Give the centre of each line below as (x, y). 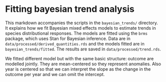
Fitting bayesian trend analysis (70, 9)
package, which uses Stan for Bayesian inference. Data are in (68, 39)
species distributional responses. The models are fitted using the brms (76, 33)
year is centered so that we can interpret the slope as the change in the (78, 69)
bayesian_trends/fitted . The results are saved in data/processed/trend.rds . (83, 49)
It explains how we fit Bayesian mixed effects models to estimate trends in (81, 28)
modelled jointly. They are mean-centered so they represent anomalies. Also (83, 64)
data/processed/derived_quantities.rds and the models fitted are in (75, 43)
